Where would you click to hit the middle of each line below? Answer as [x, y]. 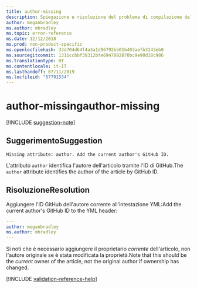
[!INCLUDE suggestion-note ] [41, 123]
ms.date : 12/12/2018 [31, 39]
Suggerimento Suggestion [54, 141]
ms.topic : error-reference [39, 34]
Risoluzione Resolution [48, 190]
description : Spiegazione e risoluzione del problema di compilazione [94, 17]
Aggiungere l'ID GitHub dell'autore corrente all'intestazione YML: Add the [94, 204]
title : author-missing [34, 11]
